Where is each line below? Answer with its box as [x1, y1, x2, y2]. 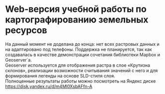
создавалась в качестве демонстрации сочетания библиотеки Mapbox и [5, 51, 161, 58]
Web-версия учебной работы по [5, 3, 147, 15]
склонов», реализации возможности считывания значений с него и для [5, 67, 158, 73]
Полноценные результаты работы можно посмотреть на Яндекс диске [5, 78, 156, 84]
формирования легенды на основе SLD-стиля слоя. [5, 73, 115, 79]
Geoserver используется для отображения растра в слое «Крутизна [5, 62, 151, 68]
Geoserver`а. [5, 57, 32, 63]
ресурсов [5, 25, 47, 36]
